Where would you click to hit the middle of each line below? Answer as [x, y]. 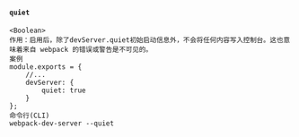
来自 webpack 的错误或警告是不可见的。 [87, 50]
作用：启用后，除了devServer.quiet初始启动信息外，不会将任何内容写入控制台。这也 [146, 40]
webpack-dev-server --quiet [62, 124]
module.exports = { [46, 67]
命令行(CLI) [30, 116]
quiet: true [64, 90]
